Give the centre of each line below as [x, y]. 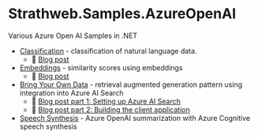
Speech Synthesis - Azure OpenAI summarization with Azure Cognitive [135, 118]
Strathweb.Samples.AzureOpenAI [122, 14]
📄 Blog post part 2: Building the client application [111, 109]
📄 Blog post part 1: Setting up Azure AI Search [106, 101]
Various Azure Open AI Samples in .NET [73, 36]
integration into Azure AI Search [71, 92]
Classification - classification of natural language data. [108, 51]
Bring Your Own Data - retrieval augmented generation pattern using [131, 85]
